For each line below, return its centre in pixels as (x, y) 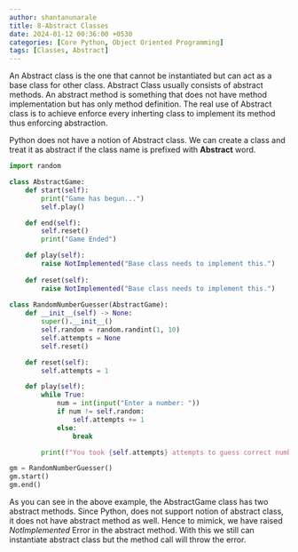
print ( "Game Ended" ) (79, 240)
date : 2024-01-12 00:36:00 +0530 (71, 34)
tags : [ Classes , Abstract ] (59, 51)
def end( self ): (53, 223)
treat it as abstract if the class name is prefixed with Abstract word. (133, 150)
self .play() (63, 207)
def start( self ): (57, 190)
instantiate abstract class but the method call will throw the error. (128, 540)
